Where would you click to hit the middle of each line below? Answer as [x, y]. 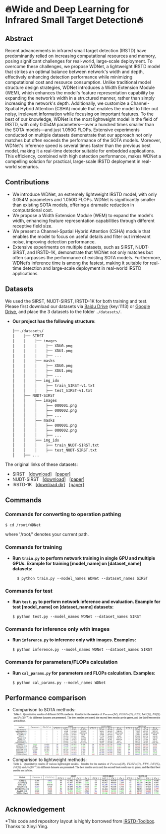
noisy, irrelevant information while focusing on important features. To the [79, 114]
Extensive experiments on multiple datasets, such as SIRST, [73, 247]
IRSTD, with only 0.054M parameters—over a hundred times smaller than [80, 124]
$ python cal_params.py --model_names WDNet [59, 682]
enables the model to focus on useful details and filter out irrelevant [82, 236]
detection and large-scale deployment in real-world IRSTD [82, 268]
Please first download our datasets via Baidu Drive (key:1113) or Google [78, 306]
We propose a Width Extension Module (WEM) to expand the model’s [83, 215]
